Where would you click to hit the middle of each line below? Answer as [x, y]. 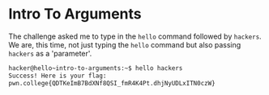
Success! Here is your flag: [58, 76]
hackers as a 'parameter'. [50, 53]
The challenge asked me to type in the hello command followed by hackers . [135, 36]
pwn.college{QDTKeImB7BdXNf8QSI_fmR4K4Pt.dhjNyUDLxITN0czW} [112, 83]
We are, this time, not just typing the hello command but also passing [125, 44]
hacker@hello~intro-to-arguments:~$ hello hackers [96, 68]
